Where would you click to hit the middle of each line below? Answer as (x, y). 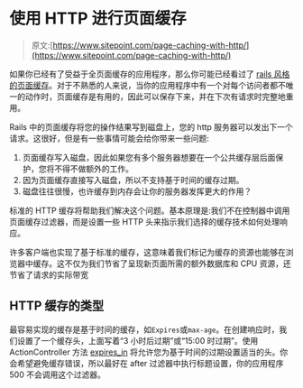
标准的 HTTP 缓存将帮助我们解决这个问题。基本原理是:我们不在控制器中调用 (150, 210)
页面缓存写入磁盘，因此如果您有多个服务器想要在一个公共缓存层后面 (149, 157)
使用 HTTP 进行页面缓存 (98, 18)
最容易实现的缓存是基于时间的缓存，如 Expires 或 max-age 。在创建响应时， (144, 329)
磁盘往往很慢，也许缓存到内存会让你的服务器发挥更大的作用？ (137, 191)
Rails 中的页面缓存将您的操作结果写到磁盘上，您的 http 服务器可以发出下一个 (151, 126)
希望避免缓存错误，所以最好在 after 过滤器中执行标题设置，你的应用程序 (150, 363)
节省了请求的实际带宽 (49, 274)
